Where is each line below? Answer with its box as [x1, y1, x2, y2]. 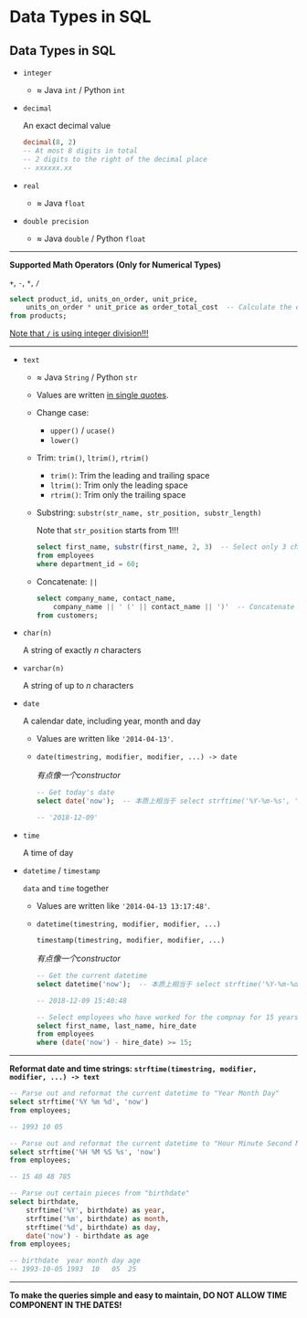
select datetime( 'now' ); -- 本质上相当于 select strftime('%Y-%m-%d [36, 979, 299, 988]
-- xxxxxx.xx [22, 163, 73, 173]
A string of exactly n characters [22, 645, 142, 656]
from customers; [36, 610, 99, 620]
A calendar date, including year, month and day [22, 715, 201, 727]
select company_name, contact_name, [36, 594, 176, 603]
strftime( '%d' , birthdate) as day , [26, 1222, 162, 1232]
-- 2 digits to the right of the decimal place [22, 154, 207, 163]
